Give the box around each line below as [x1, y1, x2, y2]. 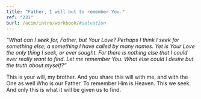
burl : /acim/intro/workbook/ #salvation [6, 20, 107, 26]
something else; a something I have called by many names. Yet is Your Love [6, 43, 195, 50]
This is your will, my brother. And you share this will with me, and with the [6, 73, 188, 81]
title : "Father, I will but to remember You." [6, 8, 125, 15]
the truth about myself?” [6, 62, 67, 69]
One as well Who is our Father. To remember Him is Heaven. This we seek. [6, 80, 191, 87]
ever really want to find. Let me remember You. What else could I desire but [6, 55, 194, 63]
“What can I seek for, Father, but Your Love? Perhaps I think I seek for [6, 37, 179, 44]
